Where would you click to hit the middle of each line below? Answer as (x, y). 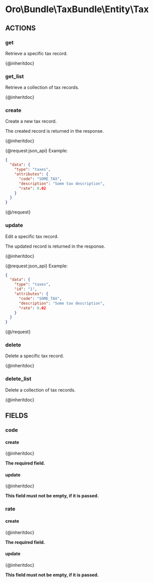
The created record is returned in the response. (55, 131)
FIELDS (17, 416)
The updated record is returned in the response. (55, 246)
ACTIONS (21, 28)
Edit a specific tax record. (32, 236)
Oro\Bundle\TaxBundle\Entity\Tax (77, 9)
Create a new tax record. (31, 121)
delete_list (18, 379)
